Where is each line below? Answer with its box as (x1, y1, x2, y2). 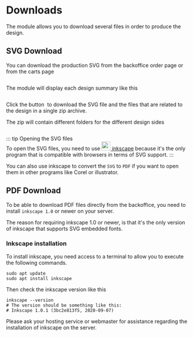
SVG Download (6, 46, 63, 56)
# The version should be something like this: (6, 302, 122, 308)
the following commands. (6, 259, 67, 266)
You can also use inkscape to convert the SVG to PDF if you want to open (6, 162, 179, 169)
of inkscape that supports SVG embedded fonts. (6, 225, 123, 232)
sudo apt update (6, 270, 46, 276)
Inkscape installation (6, 240, 67, 248)
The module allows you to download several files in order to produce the (6, 23, 181, 30)
